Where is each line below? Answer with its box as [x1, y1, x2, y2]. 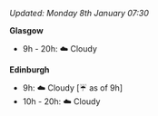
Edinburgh [9, 64, 50, 75]
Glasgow [9, 25, 44, 35]
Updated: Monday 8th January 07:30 [9, 8, 150, 18]
